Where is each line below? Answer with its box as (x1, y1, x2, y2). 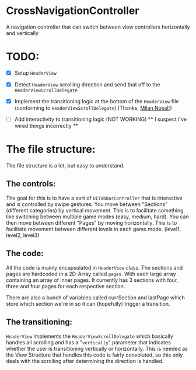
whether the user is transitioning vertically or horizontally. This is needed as (6, 345, 188, 352)
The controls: (6, 179, 56, 189)
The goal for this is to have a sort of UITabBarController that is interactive (6, 194, 183, 201)
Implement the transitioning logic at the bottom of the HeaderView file (14, 98, 179, 104)
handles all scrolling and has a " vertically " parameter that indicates (6, 338, 171, 345)
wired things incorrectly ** (14, 123, 79, 130)
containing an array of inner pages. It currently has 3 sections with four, (6, 276, 178, 284)
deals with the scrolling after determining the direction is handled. (6, 357, 164, 364)
